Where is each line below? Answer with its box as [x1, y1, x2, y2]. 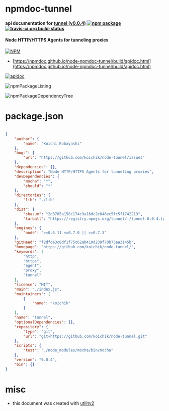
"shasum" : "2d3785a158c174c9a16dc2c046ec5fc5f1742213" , [23, 211, 143, 216]
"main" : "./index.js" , [14, 287, 62, 292]
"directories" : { [14, 193, 51, 198]
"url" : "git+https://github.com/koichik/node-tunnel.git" [23, 334, 147, 339]
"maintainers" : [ [14, 291, 51, 296]
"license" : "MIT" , [14, 282, 53, 287]
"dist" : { [14, 207, 35, 212]
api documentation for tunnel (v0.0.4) [5, 20, 87, 26]
